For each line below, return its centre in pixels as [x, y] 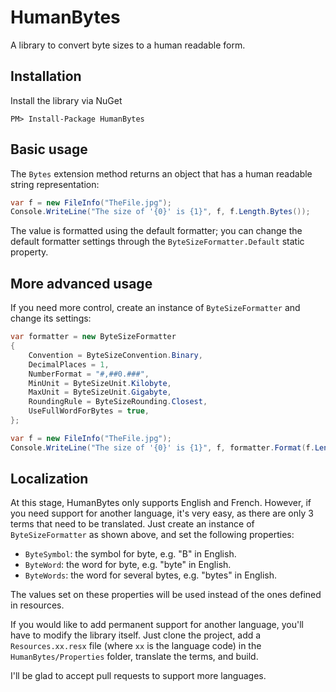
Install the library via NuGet [66, 100]
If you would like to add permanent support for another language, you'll [157, 625]
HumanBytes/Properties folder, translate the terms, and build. [134, 657]
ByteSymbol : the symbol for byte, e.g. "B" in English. [130, 554]
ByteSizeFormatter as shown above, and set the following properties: [152, 535]
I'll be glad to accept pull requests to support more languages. [138, 676]
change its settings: [51, 318]
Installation [46, 76]
